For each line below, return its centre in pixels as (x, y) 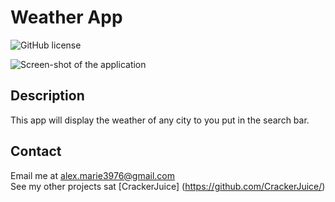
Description (47, 96)
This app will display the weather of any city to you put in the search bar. (160, 120)
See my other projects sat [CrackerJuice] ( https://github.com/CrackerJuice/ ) (168, 186)
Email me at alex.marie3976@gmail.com (93, 175)
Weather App (66, 17)
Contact (36, 151)
